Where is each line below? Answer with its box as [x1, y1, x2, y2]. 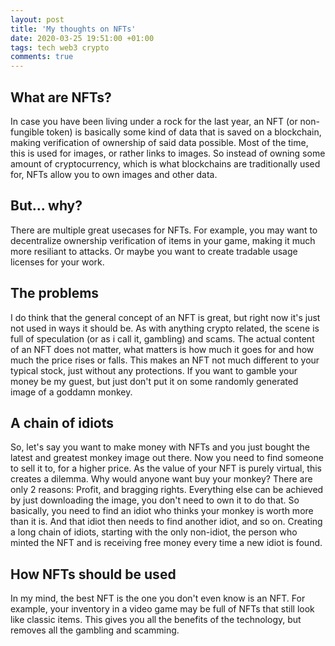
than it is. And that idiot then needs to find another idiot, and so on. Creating [10, 516, 323, 528]
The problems [10, 285, 100, 302]
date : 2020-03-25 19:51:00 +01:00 [10, 33, 155, 43]
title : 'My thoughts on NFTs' [10, 24, 137, 34]
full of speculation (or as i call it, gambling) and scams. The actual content [10, 332, 315, 345]
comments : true [10, 52, 74, 62]
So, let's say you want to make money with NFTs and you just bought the [10, 441, 311, 453]
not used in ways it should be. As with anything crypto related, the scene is [10, 322, 320, 334]
